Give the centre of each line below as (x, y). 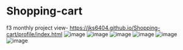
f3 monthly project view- (37, 28)
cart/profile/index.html (34, 34)
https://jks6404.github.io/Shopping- (115, 28)
